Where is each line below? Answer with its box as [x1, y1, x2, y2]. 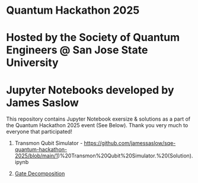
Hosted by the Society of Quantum [6, 31, 180, 45]
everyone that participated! [6, 128, 72, 135]
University [6, 56, 59, 70]
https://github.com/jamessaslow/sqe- [84, 140, 176, 147]
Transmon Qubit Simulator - [14, 140, 83, 147]
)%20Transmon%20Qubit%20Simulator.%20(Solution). [58, 152, 193, 159]
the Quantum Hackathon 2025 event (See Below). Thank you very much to [6, 122, 189, 129]
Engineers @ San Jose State [6, 43, 148, 57]
